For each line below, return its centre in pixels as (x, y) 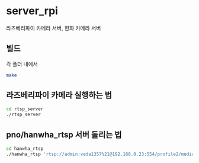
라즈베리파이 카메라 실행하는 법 (59, 95)
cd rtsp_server (25, 109)
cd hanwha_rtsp (25, 149)
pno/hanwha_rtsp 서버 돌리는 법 (64, 135)
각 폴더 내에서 (22, 64)
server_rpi (32, 11)
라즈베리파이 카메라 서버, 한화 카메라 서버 (54, 28)
